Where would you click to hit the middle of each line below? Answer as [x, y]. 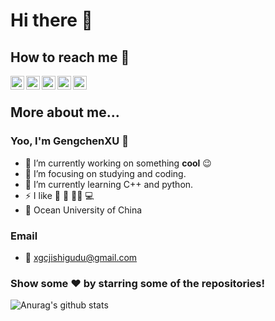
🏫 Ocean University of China [83, 210]
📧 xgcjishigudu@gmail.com [81, 257]
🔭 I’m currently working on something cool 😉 [118, 163]
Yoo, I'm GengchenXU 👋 [69, 141]
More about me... [65, 112]
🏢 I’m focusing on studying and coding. [105, 173]
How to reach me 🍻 [70, 57]
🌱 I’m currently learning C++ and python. [109, 184]
